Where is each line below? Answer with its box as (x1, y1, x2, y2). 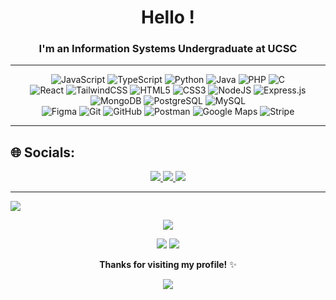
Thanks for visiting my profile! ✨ (99, 259, 237, 271)
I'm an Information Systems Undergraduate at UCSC (38, 42, 298, 56)
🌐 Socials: (10, 144, 76, 161)
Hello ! (140, 6, 196, 29)
